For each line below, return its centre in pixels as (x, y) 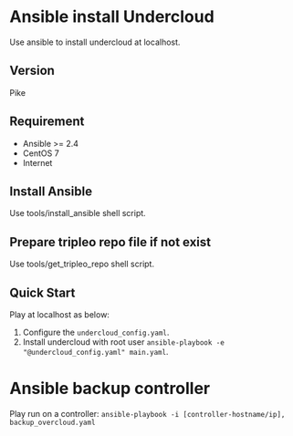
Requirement (47, 122)
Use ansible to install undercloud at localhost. (95, 42)
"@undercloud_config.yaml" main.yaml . (95, 352)
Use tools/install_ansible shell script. (78, 213)
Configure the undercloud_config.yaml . (96, 332)
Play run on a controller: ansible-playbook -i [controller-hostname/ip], (147, 413)
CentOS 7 (41, 153)
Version (32, 71)
